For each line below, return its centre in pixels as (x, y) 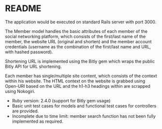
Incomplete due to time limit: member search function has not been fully (84, 116)
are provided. (25, 111)
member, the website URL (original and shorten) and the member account (78, 41)
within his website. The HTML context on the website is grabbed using (75, 81)
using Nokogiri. (20, 91)
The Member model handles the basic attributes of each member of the (76, 31)
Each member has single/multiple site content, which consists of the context (81, 76)
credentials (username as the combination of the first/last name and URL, (78, 47)
